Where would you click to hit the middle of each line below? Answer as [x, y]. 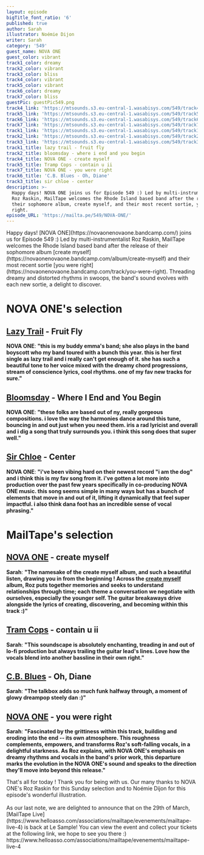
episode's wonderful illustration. [46, 795]
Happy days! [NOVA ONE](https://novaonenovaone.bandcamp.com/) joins [99, 233]
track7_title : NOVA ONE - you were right [59, 170]
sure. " [14, 378]
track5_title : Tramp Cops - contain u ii [59, 165]
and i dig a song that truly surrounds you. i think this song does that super [101, 431]
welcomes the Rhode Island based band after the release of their [87, 246]
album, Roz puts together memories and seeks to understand [85, 585]
